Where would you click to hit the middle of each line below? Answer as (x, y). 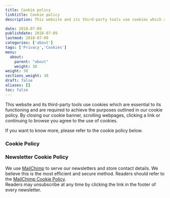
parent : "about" (32, 61)
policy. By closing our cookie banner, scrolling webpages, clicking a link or (83, 115)
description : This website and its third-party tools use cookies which (83, 19)
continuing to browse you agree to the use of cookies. (61, 120)
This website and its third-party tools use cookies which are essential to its (83, 104)
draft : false (19, 81)
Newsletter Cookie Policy (37, 157)
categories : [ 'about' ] (29, 43)
